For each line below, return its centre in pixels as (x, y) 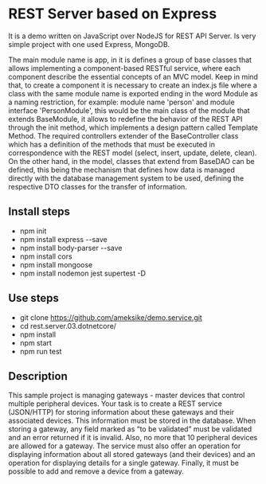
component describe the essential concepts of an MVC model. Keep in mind (133, 76)
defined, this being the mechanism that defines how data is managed (121, 170)
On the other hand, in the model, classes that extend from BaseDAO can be (131, 161)
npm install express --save (63, 239)
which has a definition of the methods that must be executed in (111, 144)
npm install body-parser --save (71, 248)
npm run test (41, 351)
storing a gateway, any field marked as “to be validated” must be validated (130, 429)
